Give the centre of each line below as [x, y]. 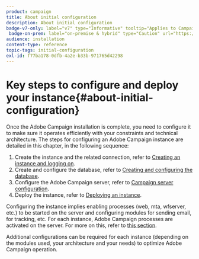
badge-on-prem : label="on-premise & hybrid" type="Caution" [84, 34]
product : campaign [29, 12]
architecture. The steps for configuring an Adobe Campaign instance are [95, 139]
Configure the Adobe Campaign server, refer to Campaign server [94, 182]
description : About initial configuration [59, 23]
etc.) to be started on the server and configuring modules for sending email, [99, 212]
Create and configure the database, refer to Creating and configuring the [104, 170]
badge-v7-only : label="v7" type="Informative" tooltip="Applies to [91, 28]
